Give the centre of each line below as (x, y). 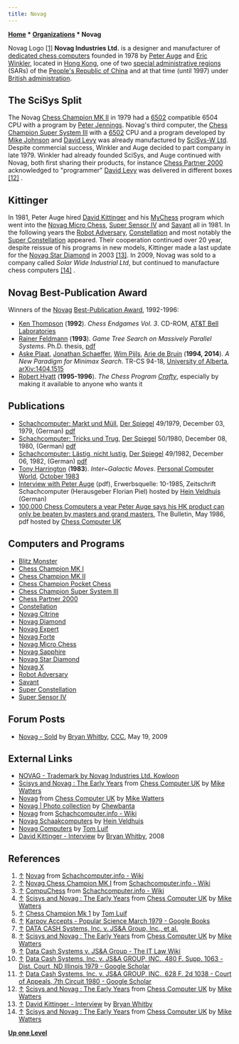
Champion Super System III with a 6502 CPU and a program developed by (117, 133)
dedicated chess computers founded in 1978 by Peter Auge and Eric (108, 55)
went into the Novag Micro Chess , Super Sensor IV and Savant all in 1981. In (119, 225)
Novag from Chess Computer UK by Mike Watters (91, 798)
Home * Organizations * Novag (55, 34)
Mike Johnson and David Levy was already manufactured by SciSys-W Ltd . (118, 140)
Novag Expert (38, 629)
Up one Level (28, 1033)
